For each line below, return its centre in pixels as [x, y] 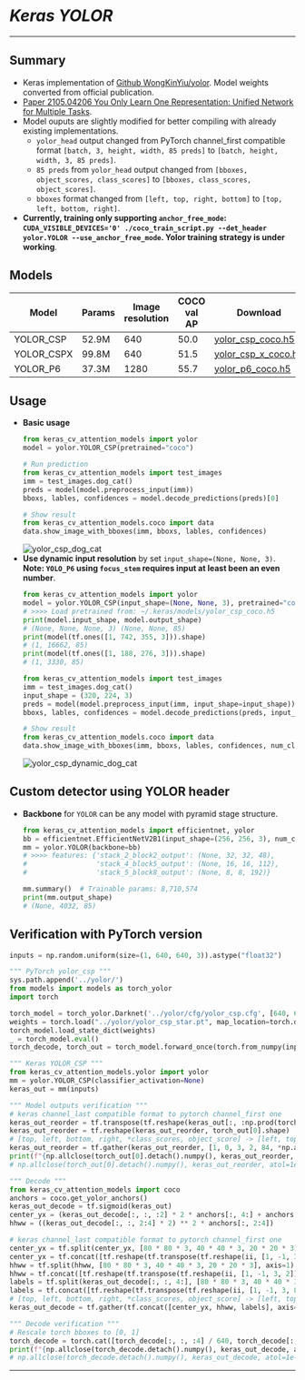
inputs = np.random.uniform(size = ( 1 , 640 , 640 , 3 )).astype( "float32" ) [146, 955]
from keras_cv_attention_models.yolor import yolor [109, 1073]
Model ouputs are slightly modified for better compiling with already [149, 121]
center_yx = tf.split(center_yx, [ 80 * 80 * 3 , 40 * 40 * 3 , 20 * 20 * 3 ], [156, 1248]
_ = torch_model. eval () [54, 1039]
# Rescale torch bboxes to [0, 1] [75, 1332]
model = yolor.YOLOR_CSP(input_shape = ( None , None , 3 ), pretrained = [153, 603]
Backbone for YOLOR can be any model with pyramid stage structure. [150, 813]
